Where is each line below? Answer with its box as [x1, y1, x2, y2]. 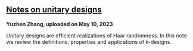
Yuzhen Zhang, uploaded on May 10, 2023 [6, 20, 113, 27]
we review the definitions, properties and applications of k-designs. [6, 38, 172, 45]
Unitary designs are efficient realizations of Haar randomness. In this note [6, 32, 188, 39]
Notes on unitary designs [6, 5, 102, 15]
